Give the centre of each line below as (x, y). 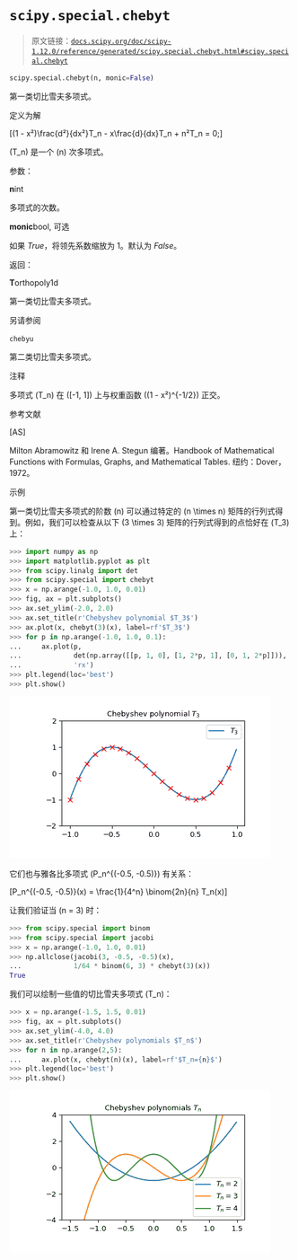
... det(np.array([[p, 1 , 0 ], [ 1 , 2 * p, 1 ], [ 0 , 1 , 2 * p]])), (148, 656)
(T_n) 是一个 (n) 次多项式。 (59, 152)
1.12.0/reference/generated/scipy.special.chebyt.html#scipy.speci (160, 51)
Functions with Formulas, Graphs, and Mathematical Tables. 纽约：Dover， (148, 462)
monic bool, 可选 (39, 226)
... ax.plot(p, (46, 647)
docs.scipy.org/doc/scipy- (121, 41)
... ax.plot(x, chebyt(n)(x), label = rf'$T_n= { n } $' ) (116, 1060)
